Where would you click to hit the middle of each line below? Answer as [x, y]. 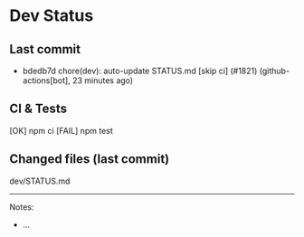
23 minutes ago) [103, 81]
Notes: [22, 207]
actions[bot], [46, 81]
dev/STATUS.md [40, 181]
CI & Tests [38, 109]
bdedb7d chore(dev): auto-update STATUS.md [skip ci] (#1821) [140, 71]
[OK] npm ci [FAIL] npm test [61, 130]
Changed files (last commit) [90, 159]
